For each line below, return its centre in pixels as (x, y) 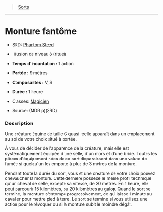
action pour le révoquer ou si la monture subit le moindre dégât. (69, 204)
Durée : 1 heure (27, 91)
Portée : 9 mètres (30, 73)
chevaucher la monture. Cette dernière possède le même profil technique (78, 178)
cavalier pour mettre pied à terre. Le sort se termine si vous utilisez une (76, 199)
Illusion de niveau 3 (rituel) (40, 54)
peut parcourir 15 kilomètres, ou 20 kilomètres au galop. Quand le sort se (78, 189)
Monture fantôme (41, 31)
